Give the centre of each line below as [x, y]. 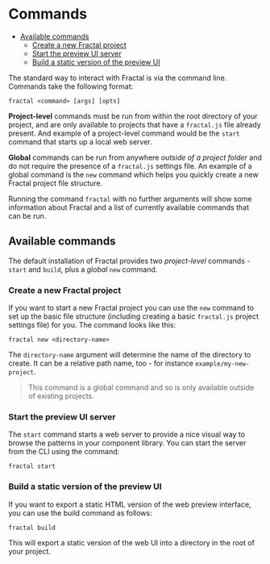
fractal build [32, 528]
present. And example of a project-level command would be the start [124, 133]
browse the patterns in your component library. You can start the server [127, 443]
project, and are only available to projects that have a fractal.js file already [135, 124]
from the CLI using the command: [64, 452]
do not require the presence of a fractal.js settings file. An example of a [130, 165]
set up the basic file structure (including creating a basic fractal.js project [134, 316]
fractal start [32, 466]
